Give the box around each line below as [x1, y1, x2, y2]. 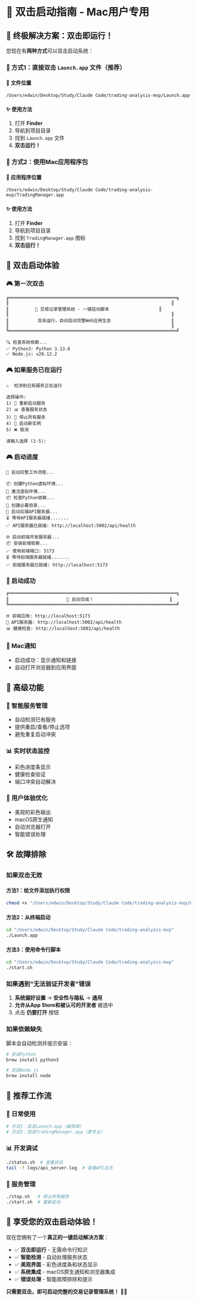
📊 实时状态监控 [6, 747, 50, 755]
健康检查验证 [14, 771, 46, 778]
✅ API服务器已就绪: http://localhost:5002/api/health [6, 523, 136, 529]
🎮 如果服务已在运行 [6, 366, 63, 374]
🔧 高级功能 [6, 683, 44, 693]
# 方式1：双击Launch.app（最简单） [6, 1123, 84, 1129]
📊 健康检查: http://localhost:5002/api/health [6, 626, 120, 632]
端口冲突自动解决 [14, 778, 56, 785]
